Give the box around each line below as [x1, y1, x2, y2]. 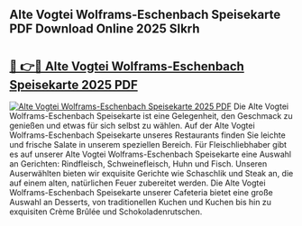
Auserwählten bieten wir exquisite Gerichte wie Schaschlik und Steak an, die [9, 168, 294, 178]
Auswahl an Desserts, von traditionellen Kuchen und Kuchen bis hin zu [9, 197, 272, 207]
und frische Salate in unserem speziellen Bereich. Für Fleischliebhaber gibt [9, 140, 287, 149]
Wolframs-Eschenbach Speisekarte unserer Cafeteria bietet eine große [9, 187, 273, 197]
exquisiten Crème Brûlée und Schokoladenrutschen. [9, 206, 203, 217]
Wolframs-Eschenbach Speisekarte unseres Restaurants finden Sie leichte [9, 130, 286, 140]
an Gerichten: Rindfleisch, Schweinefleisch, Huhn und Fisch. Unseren [9, 158, 268, 169]
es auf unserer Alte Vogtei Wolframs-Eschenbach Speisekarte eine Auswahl [9, 149, 291, 159]
